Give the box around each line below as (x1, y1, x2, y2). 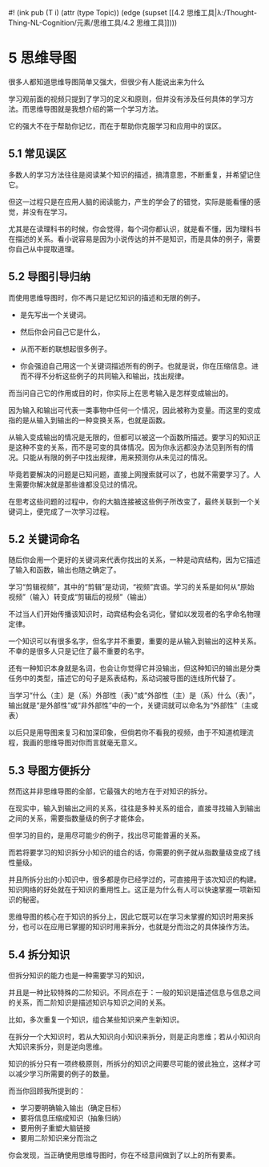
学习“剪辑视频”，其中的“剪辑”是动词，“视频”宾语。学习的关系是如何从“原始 (8, 582, 255, 592)
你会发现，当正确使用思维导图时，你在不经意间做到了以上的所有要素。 (8, 1150, 240, 1160)
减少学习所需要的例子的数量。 (14, 1069, 114, 1079)
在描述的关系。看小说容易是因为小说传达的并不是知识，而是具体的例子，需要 (8, 234, 261, 243)
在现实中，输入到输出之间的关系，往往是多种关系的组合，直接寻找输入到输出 (8, 803, 261, 814)
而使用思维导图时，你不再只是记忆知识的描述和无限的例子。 (8, 292, 205, 302)
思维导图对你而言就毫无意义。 (42, 738, 142, 748)
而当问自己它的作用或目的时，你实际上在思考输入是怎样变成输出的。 (8, 388, 233, 398)
